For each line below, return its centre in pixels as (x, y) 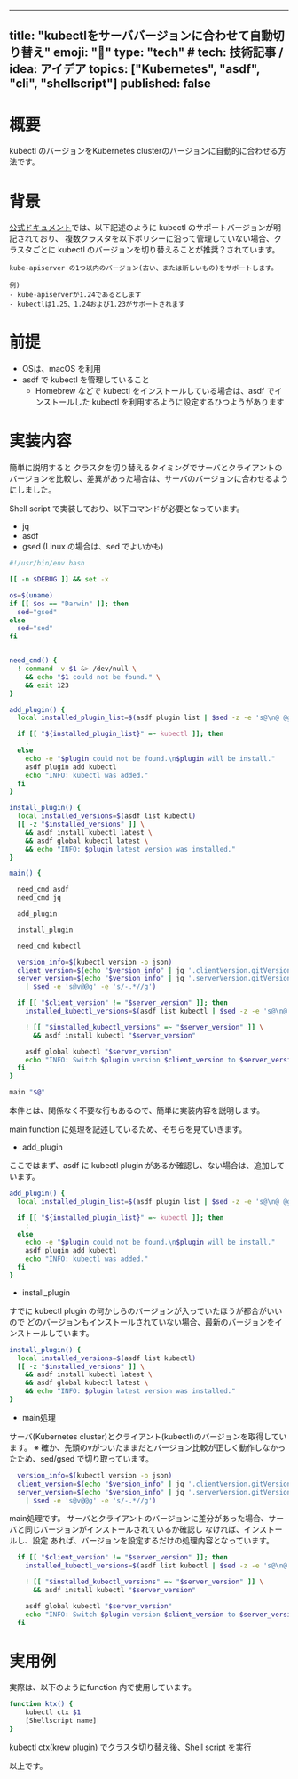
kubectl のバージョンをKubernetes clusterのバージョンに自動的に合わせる (144, 151)
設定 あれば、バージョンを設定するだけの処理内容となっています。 (153, 1541)
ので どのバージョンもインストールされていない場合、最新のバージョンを (142, 1322)
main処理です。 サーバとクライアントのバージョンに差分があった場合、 (139, 1519)
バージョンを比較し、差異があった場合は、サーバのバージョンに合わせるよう (149, 479)
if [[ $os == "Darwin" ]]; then (69, 604)
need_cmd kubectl (49, 946)
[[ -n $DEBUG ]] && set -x (59, 580)
